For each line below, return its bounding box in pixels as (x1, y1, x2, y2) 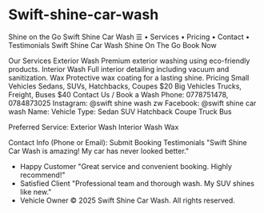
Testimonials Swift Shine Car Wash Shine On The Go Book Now (8, 40, 218, 49)
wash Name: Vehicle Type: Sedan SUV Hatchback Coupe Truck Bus (8, 106, 232, 116)
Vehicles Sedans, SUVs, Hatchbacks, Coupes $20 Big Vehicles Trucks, (8, 81, 242, 91)
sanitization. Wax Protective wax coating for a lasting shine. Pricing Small (8, 73, 250, 82)
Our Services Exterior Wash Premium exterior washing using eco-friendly (8, 56, 250, 65)
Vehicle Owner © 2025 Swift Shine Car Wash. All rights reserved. (19, 195, 236, 205)
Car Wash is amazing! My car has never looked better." (8, 146, 190, 156)
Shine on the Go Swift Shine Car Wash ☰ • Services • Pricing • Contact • (8, 32, 250, 41)
